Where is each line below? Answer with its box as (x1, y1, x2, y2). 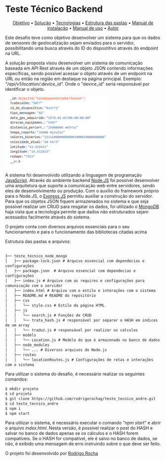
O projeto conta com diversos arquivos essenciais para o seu (5, 223, 130, 229)
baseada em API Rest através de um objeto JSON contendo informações (5, 65, 153, 71)
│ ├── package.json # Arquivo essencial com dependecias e (5, 268, 136, 273)
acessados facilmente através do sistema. (5, 214, 91, 220)
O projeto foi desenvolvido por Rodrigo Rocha (5, 450, 98, 456)
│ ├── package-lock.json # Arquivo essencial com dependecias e (5, 258, 145, 263)
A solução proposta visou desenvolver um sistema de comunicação (5, 60, 143, 66)
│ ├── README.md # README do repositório (5, 293, 96, 298)
